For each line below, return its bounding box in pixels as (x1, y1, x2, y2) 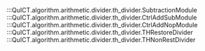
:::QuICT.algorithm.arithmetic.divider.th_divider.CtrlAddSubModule (6, 13, 197, 22)
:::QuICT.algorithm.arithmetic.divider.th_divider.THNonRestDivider (6, 36, 196, 44)
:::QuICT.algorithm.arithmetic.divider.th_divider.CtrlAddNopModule (6, 21, 198, 29)
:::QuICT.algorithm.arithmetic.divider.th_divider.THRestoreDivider (6, 28, 193, 36)
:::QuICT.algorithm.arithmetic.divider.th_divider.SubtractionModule (6, 6, 197, 14)
